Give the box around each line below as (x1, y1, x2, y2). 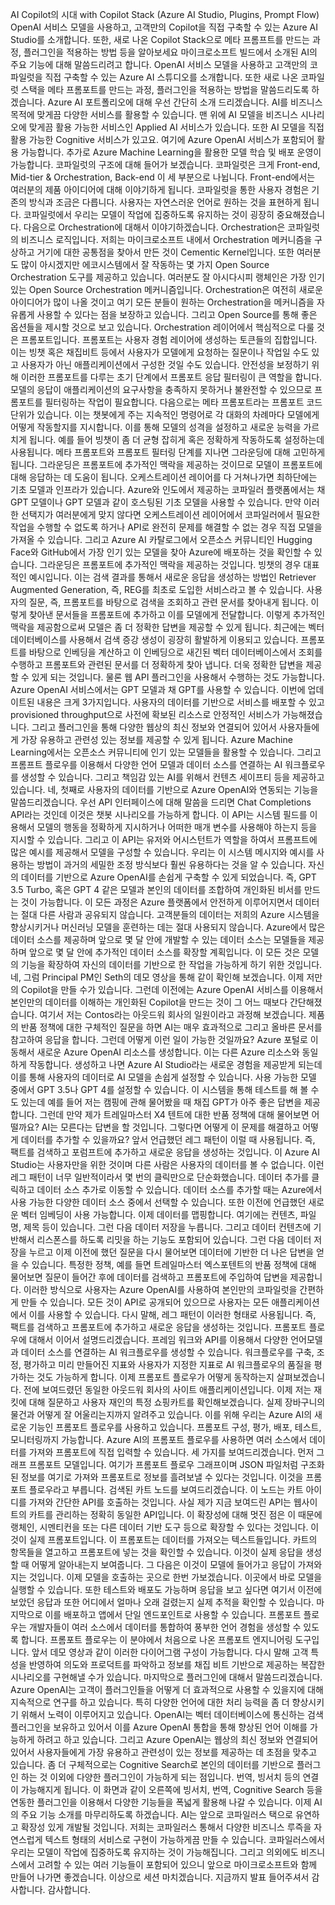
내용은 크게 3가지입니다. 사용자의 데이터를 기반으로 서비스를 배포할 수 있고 (36, 696, 325, 708)
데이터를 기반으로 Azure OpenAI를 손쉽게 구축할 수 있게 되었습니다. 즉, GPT (20, 871, 317, 883)
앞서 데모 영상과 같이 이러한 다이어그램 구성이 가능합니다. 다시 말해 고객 (31, 1646, 309, 1658)
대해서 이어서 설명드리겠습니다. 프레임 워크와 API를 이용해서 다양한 (28, 1334, 289, 1345)
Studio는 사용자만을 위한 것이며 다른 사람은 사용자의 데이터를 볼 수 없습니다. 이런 (10, 1159, 325, 1170)
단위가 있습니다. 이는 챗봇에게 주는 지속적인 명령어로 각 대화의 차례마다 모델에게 (10, 409, 320, 420)
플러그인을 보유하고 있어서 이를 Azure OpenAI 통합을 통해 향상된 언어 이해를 (10, 1721, 308, 1733)
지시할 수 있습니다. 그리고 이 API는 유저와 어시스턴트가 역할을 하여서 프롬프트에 (10, 834, 318, 845)
